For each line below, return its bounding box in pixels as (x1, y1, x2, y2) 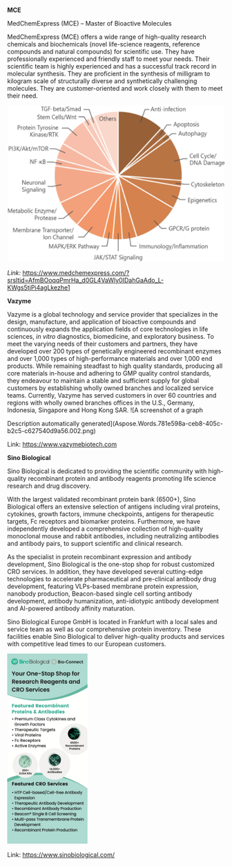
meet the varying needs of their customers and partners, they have (7, 339, 198, 348)
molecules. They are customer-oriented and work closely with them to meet (7, 85, 223, 92)
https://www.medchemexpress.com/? (22, 268, 130, 276)
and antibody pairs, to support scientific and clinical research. (7, 539, 183, 547)
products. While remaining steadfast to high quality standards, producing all (7, 362, 223, 370)
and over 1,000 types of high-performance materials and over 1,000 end (7, 354, 213, 362)
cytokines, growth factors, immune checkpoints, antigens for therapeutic (7, 509, 214, 518)
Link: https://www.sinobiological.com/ (7, 850, 115, 858)
